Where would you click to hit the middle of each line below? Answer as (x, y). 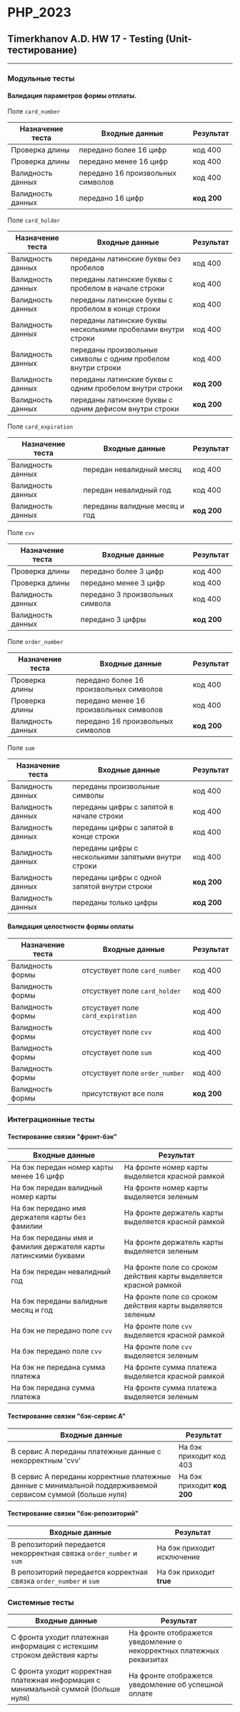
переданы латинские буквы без (125, 259)
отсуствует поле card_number (131, 971)
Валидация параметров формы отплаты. (72, 95)
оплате (141, 1693)
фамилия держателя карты (58, 1247)
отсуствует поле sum (117, 1053)
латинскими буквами (48, 1256)
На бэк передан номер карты (62, 1167)
